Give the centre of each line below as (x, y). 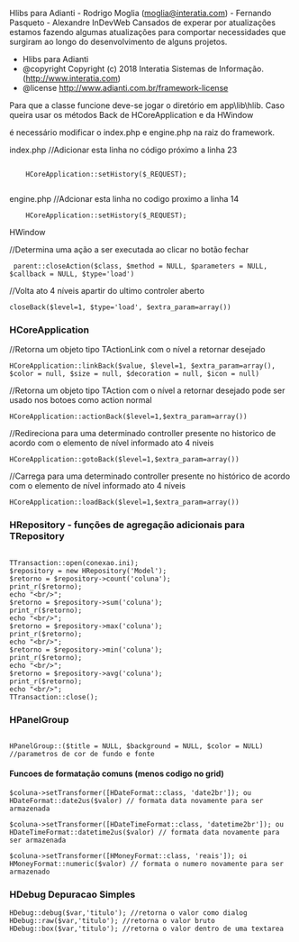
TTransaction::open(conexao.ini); (74, 562)
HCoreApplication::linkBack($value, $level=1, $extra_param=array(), (143, 366)
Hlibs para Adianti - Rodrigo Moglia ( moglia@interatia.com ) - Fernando (140, 13)
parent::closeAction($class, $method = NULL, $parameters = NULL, (140, 266)
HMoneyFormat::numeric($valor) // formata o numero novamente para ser (146, 864)
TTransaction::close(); (54, 697)
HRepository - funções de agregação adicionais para (127, 525)
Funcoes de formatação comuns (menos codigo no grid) (117, 773)
